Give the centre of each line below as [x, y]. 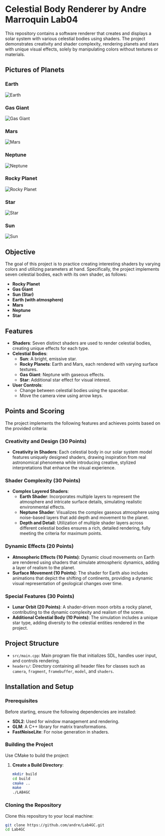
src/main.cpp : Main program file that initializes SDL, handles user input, [84, 655]
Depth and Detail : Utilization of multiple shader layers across [82, 523]
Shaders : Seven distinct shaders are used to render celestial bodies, [82, 343]
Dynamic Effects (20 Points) [39, 546]
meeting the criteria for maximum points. [61, 534]
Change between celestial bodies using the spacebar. [74, 391]
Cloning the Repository [33, 805]
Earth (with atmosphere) [38, 300]
